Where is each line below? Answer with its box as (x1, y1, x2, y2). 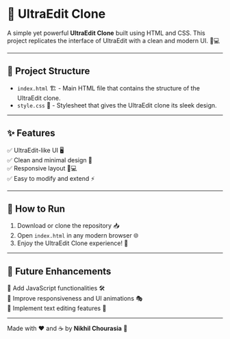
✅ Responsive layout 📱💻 (7, 164, 77, 172)
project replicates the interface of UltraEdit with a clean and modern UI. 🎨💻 (7, 36, 220, 45)
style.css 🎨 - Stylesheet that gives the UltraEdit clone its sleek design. (16, 101, 217, 109)
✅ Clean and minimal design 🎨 (7, 155, 92, 164)
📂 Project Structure (7, 65, 90, 77)
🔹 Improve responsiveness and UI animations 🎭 (7, 294, 143, 303)
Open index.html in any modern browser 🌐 (16, 231, 139, 240)
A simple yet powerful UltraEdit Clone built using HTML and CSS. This (7, 29, 205, 37)
